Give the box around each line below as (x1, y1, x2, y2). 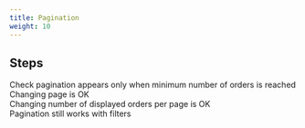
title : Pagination (9, 13, 79, 23)
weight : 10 (9, 22, 51, 31)
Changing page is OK (9, 89, 89, 100)
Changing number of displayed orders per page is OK (9, 99, 211, 110)
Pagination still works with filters (9, 108, 131, 119)
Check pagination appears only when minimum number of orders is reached (9, 79, 297, 91)
